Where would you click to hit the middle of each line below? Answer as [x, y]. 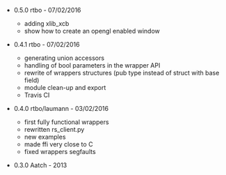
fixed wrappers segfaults [60, 152]
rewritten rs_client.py [54, 129]
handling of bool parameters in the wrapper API [92, 65]
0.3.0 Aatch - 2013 [40, 165]
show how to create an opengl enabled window [92, 31]
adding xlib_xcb [47, 23]
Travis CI [37, 95]
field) [32, 80]
